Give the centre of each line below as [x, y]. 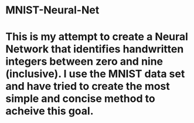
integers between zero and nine [84, 61]
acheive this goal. [50, 111]
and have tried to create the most [88, 87]
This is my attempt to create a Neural [97, 37]
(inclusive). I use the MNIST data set [95, 74]
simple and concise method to [81, 99]
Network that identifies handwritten [95, 49]
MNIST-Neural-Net [52, 10]
